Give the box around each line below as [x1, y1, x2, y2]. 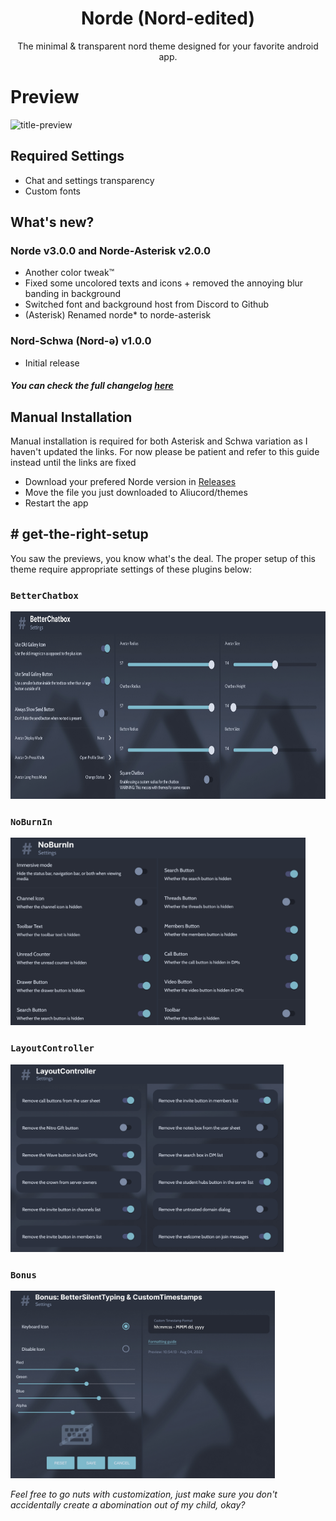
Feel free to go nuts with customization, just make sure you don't [10, 1488, 278, 1501]
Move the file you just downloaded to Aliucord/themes [24, 487, 248, 499]
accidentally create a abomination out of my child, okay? [10, 1499, 246, 1511]
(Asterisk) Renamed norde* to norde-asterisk [24, 309, 212, 321]
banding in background [24, 288, 122, 300]
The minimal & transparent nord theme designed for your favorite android [17, 40, 319, 52]
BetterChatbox [10, 590, 79, 601]
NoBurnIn [10, 817, 53, 828]
